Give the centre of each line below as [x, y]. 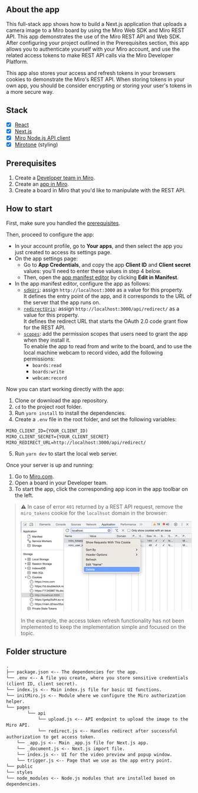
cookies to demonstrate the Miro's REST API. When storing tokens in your [95, 79]
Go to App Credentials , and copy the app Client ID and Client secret [107, 264]
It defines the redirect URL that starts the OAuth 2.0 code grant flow [106, 321]
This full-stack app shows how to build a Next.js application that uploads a [96, 24]
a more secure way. [30, 91]
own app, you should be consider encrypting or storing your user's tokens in [99, 86]
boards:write [48, 372]
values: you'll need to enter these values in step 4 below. [92, 271]
